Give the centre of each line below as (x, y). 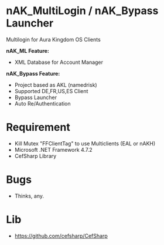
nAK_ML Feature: (28, 50)
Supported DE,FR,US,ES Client (51, 91)
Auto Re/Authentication (43, 103)
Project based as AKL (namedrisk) (56, 85)
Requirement (38, 127)
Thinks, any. (29, 196)
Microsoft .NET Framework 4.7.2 (53, 149)
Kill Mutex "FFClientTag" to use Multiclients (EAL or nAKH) (85, 143)
